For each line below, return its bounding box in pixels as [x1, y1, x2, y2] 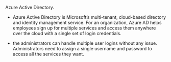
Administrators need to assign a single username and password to [12, 46, 152, 51]
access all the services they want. [12, 51, 84, 57]
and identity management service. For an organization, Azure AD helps [12, 20, 162, 25]
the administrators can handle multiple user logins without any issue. [12, 40, 157, 46]
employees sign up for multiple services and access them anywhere [12, 25, 156, 31]
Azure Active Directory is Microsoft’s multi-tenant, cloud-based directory [12, 14, 166, 20]
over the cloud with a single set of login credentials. [12, 30, 121, 36]
